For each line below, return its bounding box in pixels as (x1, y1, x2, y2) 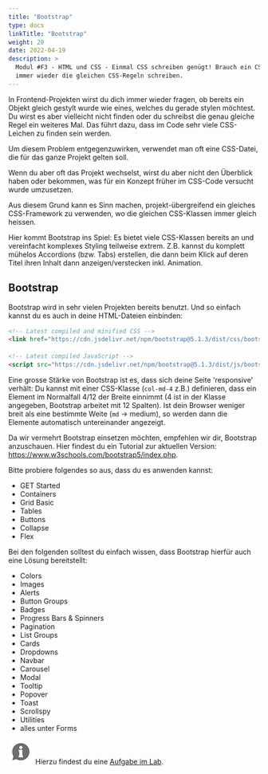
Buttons (19, 514, 46, 524)
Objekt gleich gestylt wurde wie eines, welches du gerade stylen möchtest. (8, 103, 255, 112)
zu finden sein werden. (36, 128, 112, 138)
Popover (19, 690, 48, 699)
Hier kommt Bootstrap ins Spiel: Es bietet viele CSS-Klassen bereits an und (8, 232, 254, 242)
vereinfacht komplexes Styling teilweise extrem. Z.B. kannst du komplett (8, 241, 245, 250)
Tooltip (19, 681, 43, 690)
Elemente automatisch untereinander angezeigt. (8, 417, 166, 426)
